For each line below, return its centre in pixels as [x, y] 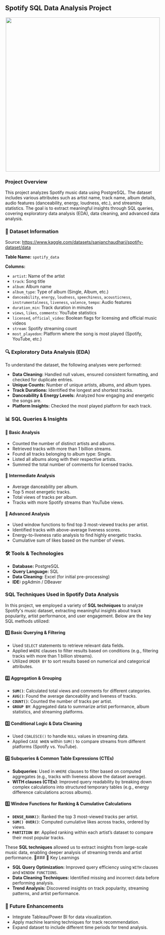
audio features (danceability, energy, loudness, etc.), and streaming [74, 203]
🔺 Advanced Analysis [28, 514]
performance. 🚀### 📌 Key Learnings [42, 858]
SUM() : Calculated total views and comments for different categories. [82, 691]
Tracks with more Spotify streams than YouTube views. [68, 502]
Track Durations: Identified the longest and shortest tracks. [73, 390]
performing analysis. [33, 883]
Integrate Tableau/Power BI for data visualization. [62, 917]
